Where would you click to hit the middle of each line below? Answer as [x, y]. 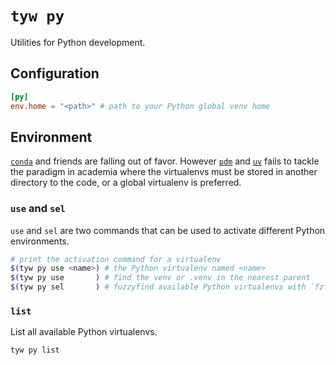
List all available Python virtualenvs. [84, 332]
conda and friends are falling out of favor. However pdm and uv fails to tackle [165, 161]
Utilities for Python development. [78, 42]
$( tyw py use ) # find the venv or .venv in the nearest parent [160, 278]
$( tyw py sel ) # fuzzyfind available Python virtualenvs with [158, 287]
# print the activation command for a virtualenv [116, 259]
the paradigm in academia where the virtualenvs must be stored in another [164, 172]
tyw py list [35, 350]
